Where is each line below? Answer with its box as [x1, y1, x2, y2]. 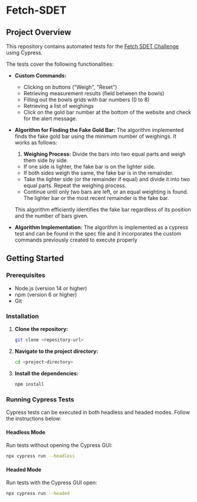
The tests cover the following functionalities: [6, 60, 114, 67]
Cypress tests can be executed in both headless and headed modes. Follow [6, 408, 191, 416]
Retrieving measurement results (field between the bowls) [23, 90, 165, 96]
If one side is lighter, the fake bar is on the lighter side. [23, 163, 156, 170]
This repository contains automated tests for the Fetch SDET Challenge [6, 43, 179, 50]
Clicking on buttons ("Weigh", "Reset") [23, 83, 117, 91]
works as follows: [14, 139, 58, 146]
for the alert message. [23, 115, 78, 122]
